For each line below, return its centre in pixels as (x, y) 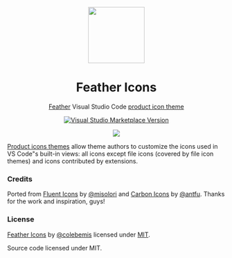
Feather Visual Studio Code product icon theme (116, 107)
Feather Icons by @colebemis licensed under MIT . (79, 234)
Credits (20, 178)
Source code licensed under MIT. (55, 248)
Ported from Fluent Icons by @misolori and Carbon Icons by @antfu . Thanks (116, 194)
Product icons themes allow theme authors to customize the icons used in (113, 146)
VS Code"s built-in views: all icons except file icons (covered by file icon (110, 154)
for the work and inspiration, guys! (56, 201)
